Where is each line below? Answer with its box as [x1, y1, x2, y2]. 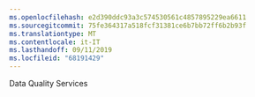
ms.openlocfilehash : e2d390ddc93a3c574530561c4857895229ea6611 [9, 12, 247, 22]
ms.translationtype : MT [9, 29, 97, 38]
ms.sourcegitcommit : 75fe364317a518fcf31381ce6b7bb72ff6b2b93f [9, 21, 247, 30]
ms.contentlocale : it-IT [9, 37, 101, 47]
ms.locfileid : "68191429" [9, 54, 104, 63]
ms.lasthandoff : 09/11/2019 [9, 46, 113, 55]
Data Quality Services [9, 78, 88, 88]
